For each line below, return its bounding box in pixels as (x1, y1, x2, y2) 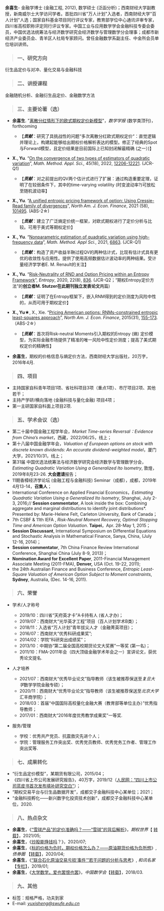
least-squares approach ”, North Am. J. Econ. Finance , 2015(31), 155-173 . (12, 315, 158, 320)
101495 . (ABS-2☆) (12, 208, 50, 214)
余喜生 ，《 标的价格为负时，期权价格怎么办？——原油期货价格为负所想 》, (12, 845, 157, 851)
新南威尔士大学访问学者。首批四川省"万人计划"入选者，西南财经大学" (13, 11, 152, 17)
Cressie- (137, 197, 155, 203)
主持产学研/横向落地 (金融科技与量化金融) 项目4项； (12, 397, 116, 403)
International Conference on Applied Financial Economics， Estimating (12, 489, 153, 495)
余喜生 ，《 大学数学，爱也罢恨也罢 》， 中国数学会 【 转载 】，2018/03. (12, 869, 143, 875)
